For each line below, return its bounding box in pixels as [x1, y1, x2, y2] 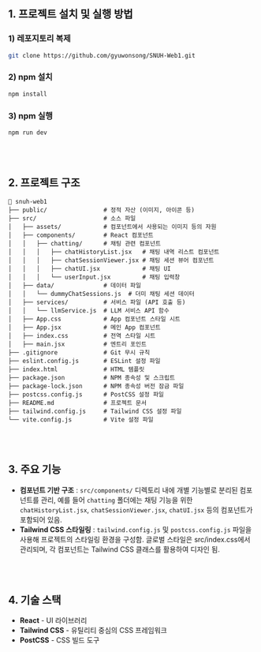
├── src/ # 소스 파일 [8, 214, 136, 223]
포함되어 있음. [19, 515, 63, 524]
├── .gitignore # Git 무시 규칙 [8, 348, 151, 357]
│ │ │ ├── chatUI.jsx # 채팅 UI [8, 264, 171, 272]
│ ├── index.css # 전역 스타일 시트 [8, 332, 156, 339]
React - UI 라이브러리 [19, 616, 88, 625]
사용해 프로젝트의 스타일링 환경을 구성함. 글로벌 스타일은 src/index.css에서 [19, 534, 251, 544]
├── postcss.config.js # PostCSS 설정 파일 [8, 390, 164, 399]
